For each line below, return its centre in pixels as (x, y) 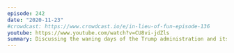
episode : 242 (26, 13)
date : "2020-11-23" (36, 20)
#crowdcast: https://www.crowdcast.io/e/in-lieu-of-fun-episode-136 (109, 26)
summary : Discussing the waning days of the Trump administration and (112, 39)
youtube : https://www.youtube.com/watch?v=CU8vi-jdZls (88, 33)
